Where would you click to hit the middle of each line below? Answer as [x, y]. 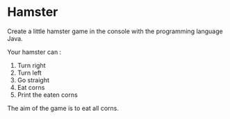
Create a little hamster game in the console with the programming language [115, 31]
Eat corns [31, 87]
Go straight [33, 80]
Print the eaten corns [47, 95]
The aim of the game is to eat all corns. [63, 108]
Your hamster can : [34, 52]
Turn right [32, 65]
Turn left [29, 73]
